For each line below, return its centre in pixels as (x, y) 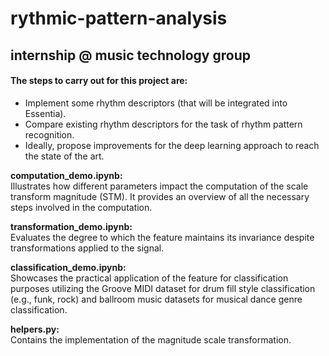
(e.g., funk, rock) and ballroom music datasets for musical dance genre (156, 299)
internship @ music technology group (130, 55)
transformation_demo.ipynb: (71, 226)
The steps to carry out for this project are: (99, 81)
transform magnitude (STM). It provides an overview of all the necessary (160, 196)
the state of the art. (64, 156)
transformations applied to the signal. (87, 248)
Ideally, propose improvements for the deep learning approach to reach (172, 145)
